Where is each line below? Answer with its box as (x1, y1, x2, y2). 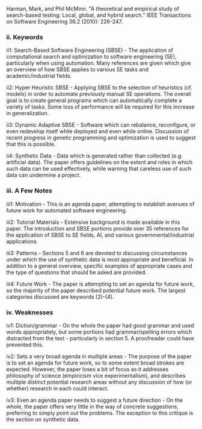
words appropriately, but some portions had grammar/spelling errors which (6, 328, 192, 335)
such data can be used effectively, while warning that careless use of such (6, 165, 191, 173)
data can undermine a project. (6, 171, 81, 179)
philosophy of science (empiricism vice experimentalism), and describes (6, 372, 186, 379)
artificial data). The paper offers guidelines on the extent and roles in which (6, 159, 193, 166)
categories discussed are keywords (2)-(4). (6, 293, 114, 300)
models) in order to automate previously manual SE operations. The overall (6, 91, 191, 98)
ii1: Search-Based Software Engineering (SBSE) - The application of (6, 46, 174, 54)
